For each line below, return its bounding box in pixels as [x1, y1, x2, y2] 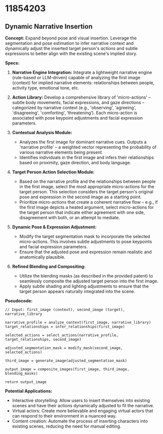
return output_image [5, 380, 47, 384]
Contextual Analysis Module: [12, 130, 72, 135]
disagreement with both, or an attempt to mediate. [19, 215, 120, 220]
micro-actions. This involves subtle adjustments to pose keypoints [19, 239, 152, 244]
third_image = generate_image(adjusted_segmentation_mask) [5, 358, 127, 363]
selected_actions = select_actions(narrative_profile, [5, 333, 119, 338]
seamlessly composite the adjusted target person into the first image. [19, 278, 159, 284]
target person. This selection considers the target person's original [19, 189, 153, 194]
